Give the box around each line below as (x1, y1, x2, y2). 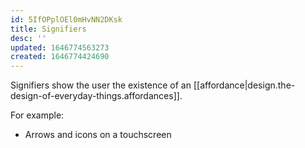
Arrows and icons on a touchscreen (24, 129, 172, 141)
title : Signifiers (10, 24, 87, 34)
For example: (10, 109, 65, 121)
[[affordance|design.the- (193, 79, 296, 91)
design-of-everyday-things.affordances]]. (10, 90, 183, 102)
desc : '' (10, 33, 47, 43)
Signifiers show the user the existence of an (10, 79, 192, 91)
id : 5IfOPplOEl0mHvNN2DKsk (10, 14, 123, 25)
